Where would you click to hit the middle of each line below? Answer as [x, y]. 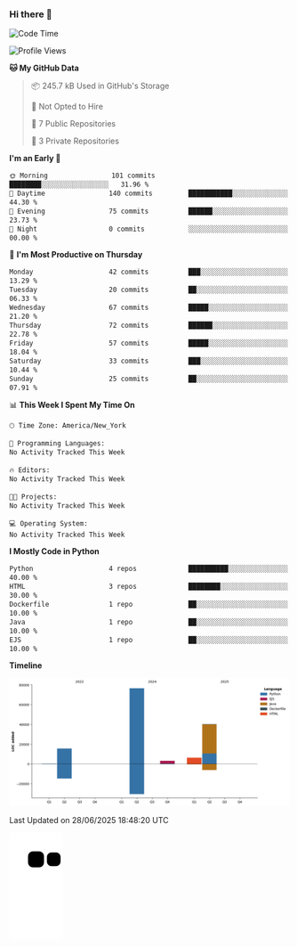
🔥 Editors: [30, 470]
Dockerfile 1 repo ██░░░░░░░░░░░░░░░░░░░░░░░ [149, 605]
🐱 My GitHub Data [44, 68]
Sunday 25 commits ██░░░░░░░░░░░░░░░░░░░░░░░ [149, 379]
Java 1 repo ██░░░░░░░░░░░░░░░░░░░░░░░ [149, 623]
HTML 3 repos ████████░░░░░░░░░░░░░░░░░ [149, 587]
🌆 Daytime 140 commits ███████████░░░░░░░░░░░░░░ [149, 194]
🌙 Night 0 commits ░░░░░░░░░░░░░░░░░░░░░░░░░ [149, 229]
